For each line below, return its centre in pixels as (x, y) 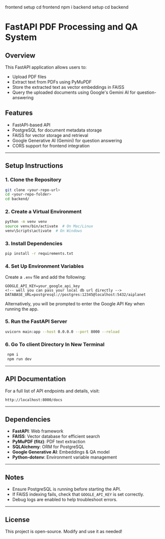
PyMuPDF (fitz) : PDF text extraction (49, 442)
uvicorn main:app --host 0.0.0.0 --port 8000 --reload (62, 332)
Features (19, 113)
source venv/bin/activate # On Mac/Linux (49, 226)
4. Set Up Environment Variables (45, 266)
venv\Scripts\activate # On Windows (44, 231)
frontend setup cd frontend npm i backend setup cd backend (67, 7)
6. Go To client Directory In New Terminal (55, 344)
